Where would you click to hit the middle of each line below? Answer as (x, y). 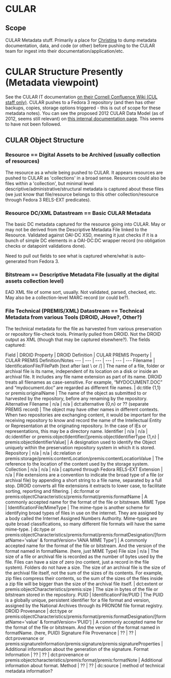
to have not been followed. (33, 124)
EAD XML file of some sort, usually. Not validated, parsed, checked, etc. (81, 292)
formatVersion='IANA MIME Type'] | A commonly (95, 540)
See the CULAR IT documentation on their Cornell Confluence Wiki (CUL (81, 97)
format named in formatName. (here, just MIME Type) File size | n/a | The (82, 551)
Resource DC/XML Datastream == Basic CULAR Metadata (78, 213)
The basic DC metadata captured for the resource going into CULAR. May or (86, 224)
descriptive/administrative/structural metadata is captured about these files (85, 189)
